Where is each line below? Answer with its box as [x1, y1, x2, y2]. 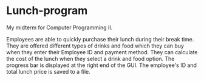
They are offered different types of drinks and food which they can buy [6, 42, 184, 49]
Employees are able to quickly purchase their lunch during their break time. [6, 35, 194, 43]
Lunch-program [6, 4, 88, 18]
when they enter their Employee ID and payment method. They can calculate [6, 48, 198, 55]
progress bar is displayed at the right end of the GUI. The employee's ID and [6, 62, 197, 69]
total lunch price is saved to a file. [6, 68, 91, 75]
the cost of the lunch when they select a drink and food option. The [6, 55, 175, 62]
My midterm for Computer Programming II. [6, 24, 113, 31]
